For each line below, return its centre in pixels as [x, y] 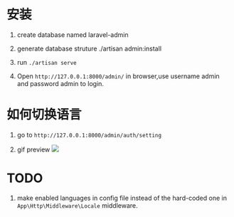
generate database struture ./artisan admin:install [89, 48]
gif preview [33, 149]
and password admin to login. [60, 83]
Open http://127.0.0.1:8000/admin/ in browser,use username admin [118, 76]
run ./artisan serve [47, 62]
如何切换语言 [44, 115]
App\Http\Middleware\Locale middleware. [77, 205]
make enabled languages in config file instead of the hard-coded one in [122, 198]
